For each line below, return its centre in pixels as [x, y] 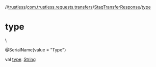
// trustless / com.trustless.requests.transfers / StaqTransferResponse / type [78, 7]
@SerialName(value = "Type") [36, 50]
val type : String [20, 59]
